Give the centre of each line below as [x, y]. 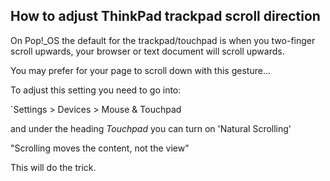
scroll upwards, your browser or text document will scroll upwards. [147, 51]
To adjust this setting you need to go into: [96, 90]
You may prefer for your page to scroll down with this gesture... [140, 70]
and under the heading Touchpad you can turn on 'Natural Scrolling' [151, 128]
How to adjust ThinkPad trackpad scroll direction [165, 16]
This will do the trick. [53, 167]
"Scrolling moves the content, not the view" [100, 148]
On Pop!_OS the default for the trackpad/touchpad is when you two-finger [163, 40]
